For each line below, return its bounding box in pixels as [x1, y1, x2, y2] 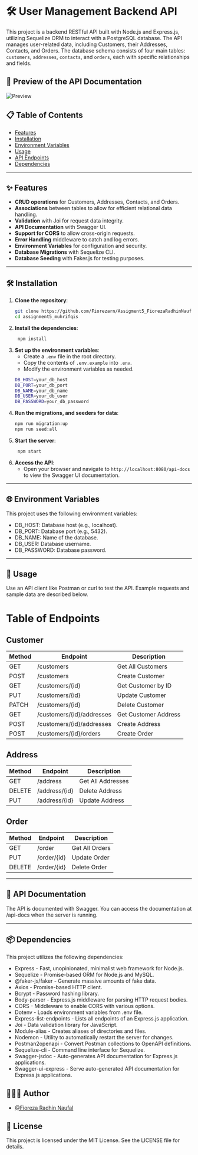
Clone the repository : [14, 297, 68, 304]
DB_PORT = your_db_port [14, 382, 68, 388]
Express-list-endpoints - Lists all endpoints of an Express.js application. [14, 1015, 189, 1022]
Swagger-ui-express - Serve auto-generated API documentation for [14, 1065, 180, 1072]
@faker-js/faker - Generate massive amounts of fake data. [14, 977, 156, 984]
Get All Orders [71, 844, 111, 852]
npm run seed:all [14, 426, 58, 433]
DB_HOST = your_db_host [14, 377, 68, 382]
